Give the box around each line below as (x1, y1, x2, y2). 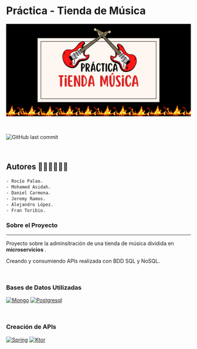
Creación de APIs (6, 323, 57, 331)
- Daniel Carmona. (6, 189, 51, 196)
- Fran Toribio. (6, 207, 46, 214)
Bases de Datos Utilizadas (6, 283, 82, 292)
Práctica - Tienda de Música (6, 4, 146, 18)
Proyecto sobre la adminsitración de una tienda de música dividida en (6, 240, 174, 247)
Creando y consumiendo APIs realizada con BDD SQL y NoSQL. (6, 257, 160, 265)
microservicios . (6, 246, 47, 253)
